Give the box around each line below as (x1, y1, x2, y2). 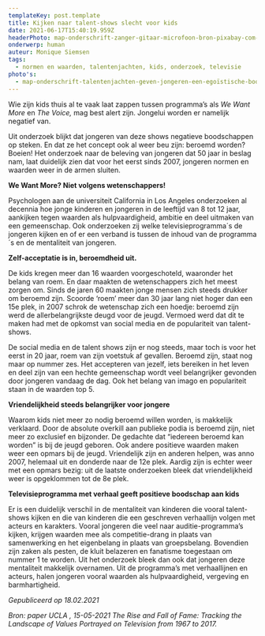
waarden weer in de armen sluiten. (8, 165, 121, 175)
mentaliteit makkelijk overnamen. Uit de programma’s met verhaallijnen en (8, 563, 248, 573)
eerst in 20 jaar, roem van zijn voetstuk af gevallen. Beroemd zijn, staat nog (8, 351, 253, 360)
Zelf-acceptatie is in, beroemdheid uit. (8, 253, 137, 262)
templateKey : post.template (8, 11, 101, 20)
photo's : (8, 70, 37, 78)
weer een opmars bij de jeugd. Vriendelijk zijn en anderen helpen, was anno (8, 448, 255, 458)
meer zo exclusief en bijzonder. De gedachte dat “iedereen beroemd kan (8, 431, 244, 441)
